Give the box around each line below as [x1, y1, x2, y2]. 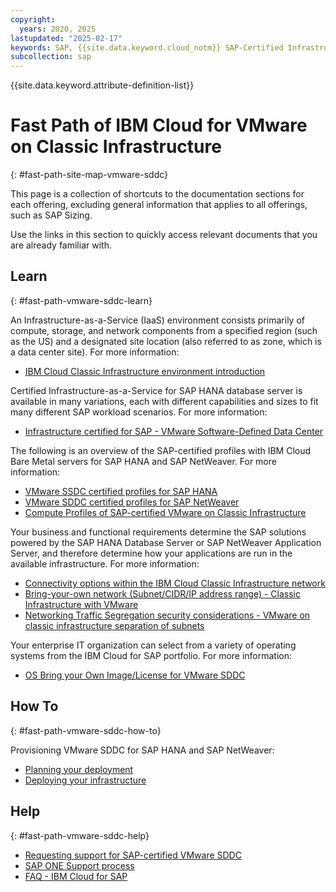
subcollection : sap [10, 52, 92, 62]
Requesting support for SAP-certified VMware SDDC [24, 849, 242, 861]
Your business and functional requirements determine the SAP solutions [10, 526, 307, 538]
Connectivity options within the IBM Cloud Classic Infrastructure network [24, 577, 326, 589]
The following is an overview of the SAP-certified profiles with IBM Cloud [10, 444, 312, 456]
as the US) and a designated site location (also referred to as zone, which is [10, 335, 322, 347]
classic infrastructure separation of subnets [24, 619, 205, 631]
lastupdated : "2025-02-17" [10, 33, 123, 43]
